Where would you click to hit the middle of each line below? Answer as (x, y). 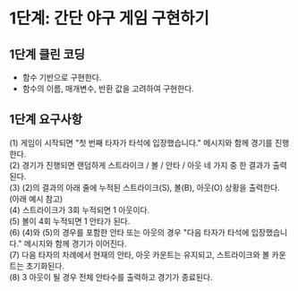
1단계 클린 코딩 (47, 54)
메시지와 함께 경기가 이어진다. (75, 244)
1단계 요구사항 (46, 120)
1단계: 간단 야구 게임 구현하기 (110, 18)
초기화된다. (45, 266)
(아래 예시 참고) (36, 199)
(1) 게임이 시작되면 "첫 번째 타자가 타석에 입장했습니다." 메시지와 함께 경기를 (141, 142)
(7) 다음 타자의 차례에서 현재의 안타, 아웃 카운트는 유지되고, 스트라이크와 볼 (140, 254)
